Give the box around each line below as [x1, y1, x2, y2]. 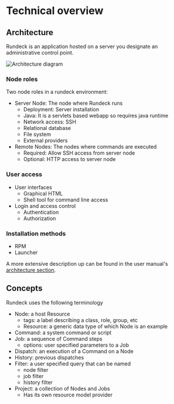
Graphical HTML [23, 190, 63, 197]
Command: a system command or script [14, 329, 112, 336]
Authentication [23, 208, 59, 215]
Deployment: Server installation [23, 106, 100, 113]
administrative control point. [6, 49, 74, 56]
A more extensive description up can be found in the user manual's [6, 260, 168, 267]
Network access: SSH [23, 118, 76, 125]
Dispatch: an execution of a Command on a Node [14, 347, 134, 355]
